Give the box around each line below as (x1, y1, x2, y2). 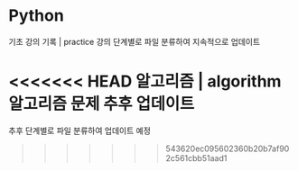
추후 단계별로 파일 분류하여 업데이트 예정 (8, 125, 151, 136)
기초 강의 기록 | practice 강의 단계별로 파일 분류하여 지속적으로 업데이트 (8, 36, 261, 47)
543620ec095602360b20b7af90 (165, 143, 290, 154)
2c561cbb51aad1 (165, 152, 228, 163)
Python (8, 5, 64, 26)
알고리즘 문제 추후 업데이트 (8, 94, 195, 114)
